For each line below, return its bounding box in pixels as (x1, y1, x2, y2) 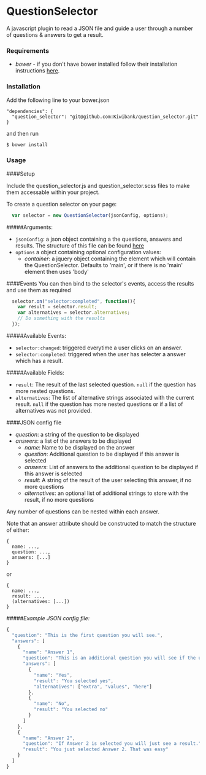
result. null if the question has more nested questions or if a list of (15, 400, 183, 408)
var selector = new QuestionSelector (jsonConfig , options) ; (12, 212, 169, 219)
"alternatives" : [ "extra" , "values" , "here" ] (33, 683, 152, 690)
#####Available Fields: (6, 368, 64, 376)
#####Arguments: (6, 223, 53, 231)
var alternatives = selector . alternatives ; (17, 310, 131, 316)
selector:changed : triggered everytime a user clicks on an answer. (15, 344, 183, 351)
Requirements (6, 46, 50, 55)
